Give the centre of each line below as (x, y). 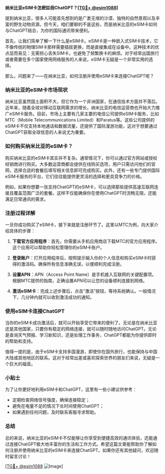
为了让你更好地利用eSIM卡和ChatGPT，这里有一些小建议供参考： (71, 389)
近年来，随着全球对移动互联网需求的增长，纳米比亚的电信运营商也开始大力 (80, 108)
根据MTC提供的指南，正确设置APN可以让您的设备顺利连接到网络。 (80, 280)
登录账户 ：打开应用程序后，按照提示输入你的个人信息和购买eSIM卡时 (82, 258)
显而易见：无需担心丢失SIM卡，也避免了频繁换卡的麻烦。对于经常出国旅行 (84, 53)
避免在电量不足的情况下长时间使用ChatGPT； (58, 406)
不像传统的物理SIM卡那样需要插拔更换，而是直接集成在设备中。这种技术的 (80, 47)
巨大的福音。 (22, 364)
